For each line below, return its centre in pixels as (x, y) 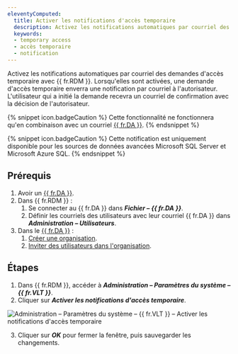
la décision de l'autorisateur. (49, 103)
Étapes (23, 268)
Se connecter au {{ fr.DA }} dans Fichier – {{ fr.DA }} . (106, 208)
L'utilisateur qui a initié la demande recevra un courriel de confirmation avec (118, 96)
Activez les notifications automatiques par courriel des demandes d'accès (115, 73)
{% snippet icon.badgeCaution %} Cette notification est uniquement (107, 138)
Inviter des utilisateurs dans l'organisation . (90, 246)
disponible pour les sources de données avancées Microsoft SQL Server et (117, 146)
